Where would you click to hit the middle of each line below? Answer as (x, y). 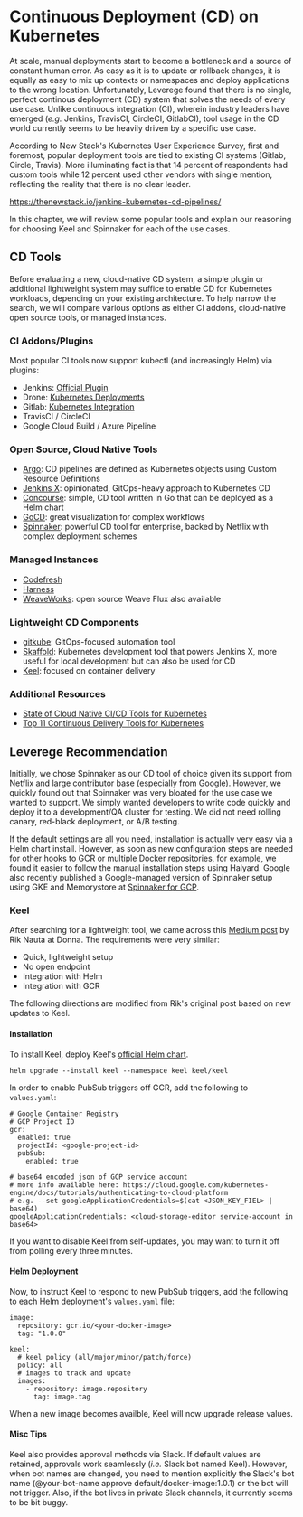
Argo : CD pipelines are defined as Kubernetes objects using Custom (150, 469)
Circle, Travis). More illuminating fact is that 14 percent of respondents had (148, 165)
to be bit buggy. (39, 1502)
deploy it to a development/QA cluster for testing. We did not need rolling (146, 812)
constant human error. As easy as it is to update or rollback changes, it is (145, 71)
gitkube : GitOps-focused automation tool (99, 641)
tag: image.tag (62, 1397)
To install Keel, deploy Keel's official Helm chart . (99, 1054)
